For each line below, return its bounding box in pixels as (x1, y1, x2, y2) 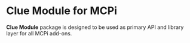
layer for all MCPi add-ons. (6, 29, 72, 37)
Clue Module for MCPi (6, 4, 118, 18)
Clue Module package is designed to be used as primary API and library (6, 24, 184, 31)
